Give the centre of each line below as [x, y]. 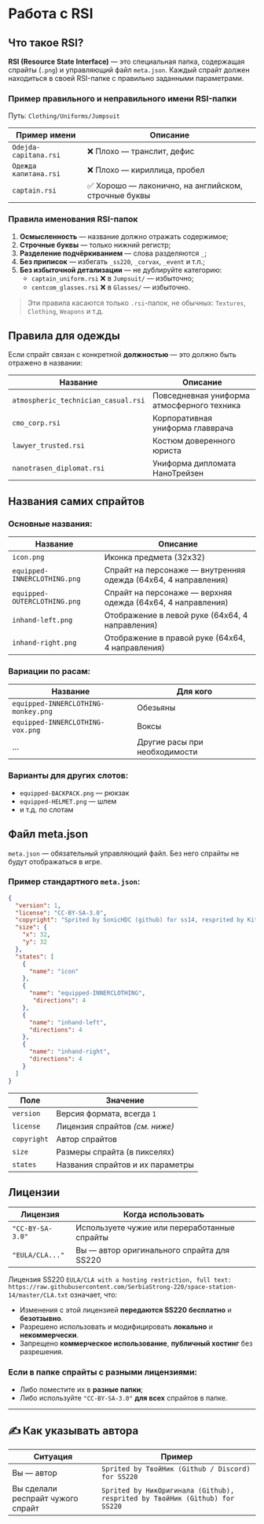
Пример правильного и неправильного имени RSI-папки [123, 98]
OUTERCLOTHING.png [46, 602]
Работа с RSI [51, 14]
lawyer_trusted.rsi [48, 446]
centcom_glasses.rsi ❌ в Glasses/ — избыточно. [111, 287]
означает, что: [93, 1295]
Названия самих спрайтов [77, 501]
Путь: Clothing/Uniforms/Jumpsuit [64, 116]
